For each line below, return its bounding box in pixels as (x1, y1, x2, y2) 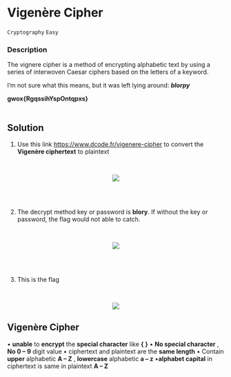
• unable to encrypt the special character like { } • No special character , (7, 340, 219, 348)
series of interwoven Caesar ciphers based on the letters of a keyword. (7, 68, 209, 77)
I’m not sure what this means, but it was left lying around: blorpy (7, 81, 190, 90)
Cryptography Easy (7, 29, 59, 36)
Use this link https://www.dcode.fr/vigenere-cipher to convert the (17, 140, 204, 149)
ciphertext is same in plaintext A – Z (7, 362, 109, 370)
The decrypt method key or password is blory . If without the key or (17, 208, 208, 216)
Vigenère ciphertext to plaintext (17, 147, 110, 156)
